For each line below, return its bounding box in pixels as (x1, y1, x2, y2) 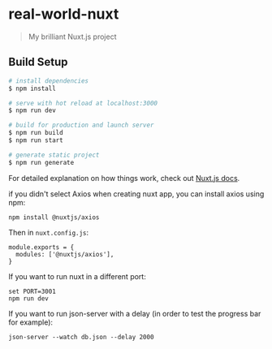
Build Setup (8, 55, 68, 69)
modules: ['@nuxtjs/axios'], (15, 250, 114, 258)
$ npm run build (8, 129, 63, 137)
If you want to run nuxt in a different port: (8, 271, 146, 281)
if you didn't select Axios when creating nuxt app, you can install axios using (8, 188, 265, 199)
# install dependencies (8, 76, 89, 85)
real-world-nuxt (8, 5, 119, 24)
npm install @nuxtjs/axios (8, 213, 100, 222)
